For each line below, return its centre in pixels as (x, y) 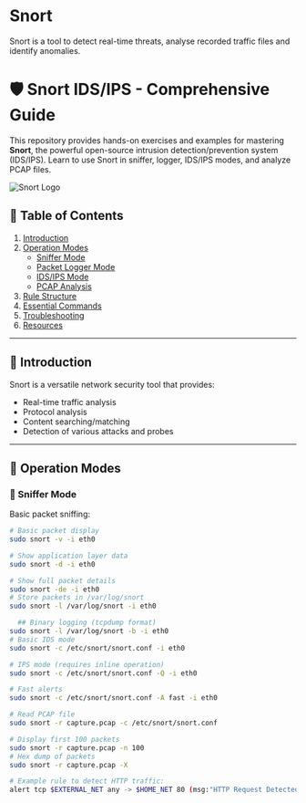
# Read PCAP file (42, 714)
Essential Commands (62, 306)
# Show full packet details (63, 580)
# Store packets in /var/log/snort (77, 598)
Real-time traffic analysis (69, 401)
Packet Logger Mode (76, 266)
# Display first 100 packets (65, 739)
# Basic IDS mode (42, 640)
